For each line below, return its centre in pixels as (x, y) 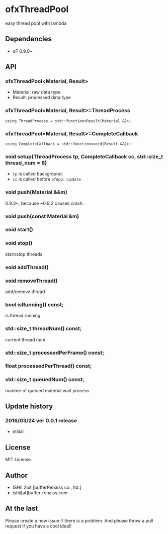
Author (16, 475)
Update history (29, 407)
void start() (19, 230)
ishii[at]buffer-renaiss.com (40, 493)
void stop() (19, 243)
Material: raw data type (36, 92)
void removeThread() (31, 281)
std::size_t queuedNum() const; (45, 380)
